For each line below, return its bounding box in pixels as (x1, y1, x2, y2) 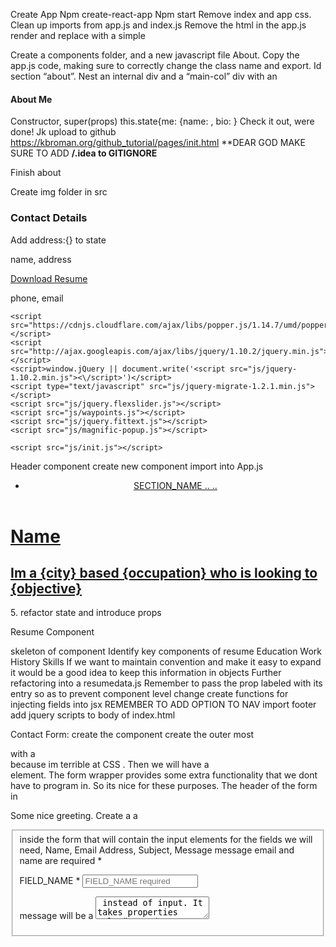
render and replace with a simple (10, 30, 146, 41)
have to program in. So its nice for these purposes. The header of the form (10, 780, 318, 792)
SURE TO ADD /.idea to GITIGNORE (10, 147, 158, 159)
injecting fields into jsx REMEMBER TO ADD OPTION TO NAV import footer (10, 699, 317, 711)
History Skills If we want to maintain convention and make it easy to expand (10, 656, 322, 668)
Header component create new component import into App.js (10, 460, 264, 472)
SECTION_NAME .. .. (133, 479, 218, 491)
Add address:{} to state (10, 234, 107, 246)
